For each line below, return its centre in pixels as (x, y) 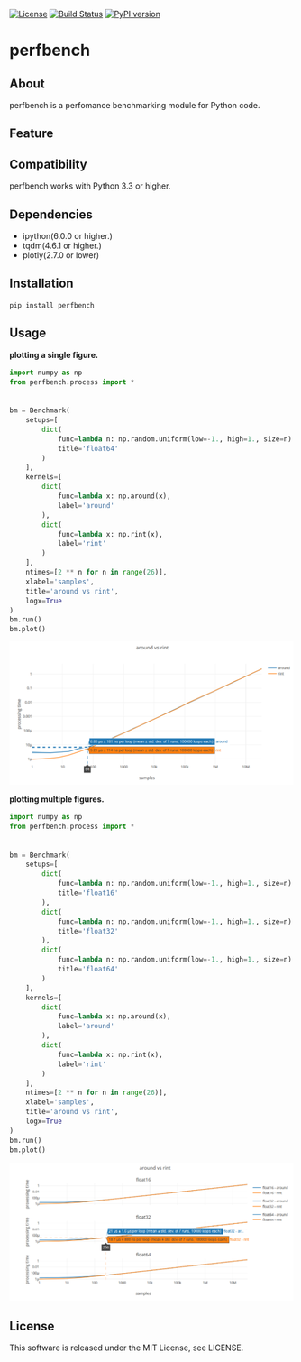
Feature (32, 134)
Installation (41, 284)
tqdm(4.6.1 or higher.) (62, 246)
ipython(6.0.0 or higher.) (67, 236)
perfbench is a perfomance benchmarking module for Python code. (135, 105)
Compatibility (48, 164)
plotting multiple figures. (57, 799)
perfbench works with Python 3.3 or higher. (90, 186)
